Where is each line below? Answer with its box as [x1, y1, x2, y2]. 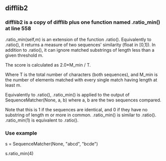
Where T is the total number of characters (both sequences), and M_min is [5, 72, 158, 78]
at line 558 [5, 25, 31, 32]
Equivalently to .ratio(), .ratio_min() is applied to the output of [5, 91, 130, 97]
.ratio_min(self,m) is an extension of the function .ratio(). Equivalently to [5, 36, 152, 42]
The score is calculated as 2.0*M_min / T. [5, 62, 91, 68]
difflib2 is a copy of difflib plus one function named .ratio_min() [5, 19, 161, 26]
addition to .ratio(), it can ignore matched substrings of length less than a [5, 47, 155, 53]
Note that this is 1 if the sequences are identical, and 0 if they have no [5, 106, 148, 112]
